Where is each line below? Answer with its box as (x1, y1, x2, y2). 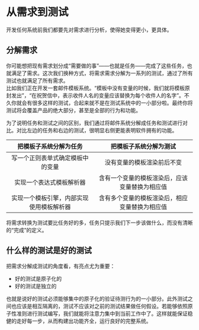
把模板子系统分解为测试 (110, 142, 176, 150)
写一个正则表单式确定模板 (11, 154, 83, 162)
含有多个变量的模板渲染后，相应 (98, 193, 188, 202)
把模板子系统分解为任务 (17, 142, 83, 150)
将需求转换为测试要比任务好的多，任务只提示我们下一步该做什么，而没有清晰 (6, 219, 193, 226)
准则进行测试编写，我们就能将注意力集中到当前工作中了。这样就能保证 (16, 310, 188, 317)
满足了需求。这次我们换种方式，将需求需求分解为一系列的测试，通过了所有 (11, 69, 193, 77)
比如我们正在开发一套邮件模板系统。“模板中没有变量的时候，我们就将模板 (6, 84, 185, 91)
